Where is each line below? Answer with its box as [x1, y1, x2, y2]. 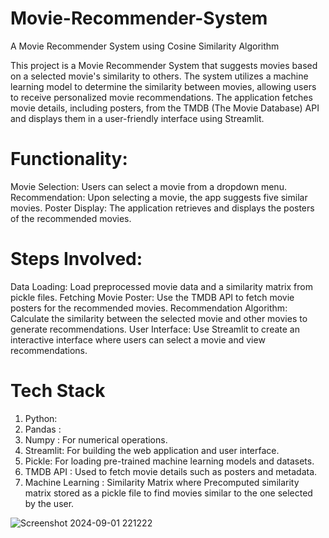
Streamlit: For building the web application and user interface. [24, 444, 280, 456]
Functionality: [10, 148, 128, 171]
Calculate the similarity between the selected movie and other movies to [10, 312, 308, 324]
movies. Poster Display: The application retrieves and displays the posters [10, 202, 315, 214]
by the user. [24, 497, 75, 509]
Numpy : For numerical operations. [24, 433, 168, 446]
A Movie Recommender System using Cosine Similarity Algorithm [10, 40, 280, 52]
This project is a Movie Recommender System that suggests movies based [10, 59, 318, 71]
